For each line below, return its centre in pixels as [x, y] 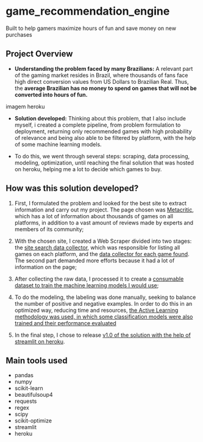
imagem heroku [25, 106]
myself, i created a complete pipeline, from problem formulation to [98, 125]
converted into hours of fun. [51, 94]
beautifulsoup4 [34, 395]
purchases [19, 34]
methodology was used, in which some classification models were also [104, 317]
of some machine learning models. [58, 144]
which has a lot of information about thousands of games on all [94, 216]
